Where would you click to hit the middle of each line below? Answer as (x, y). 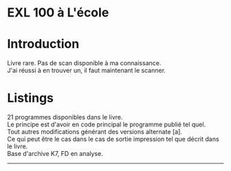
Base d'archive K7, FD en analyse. (55, 154)
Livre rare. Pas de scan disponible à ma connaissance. (84, 63)
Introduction (43, 44)
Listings (30, 98)
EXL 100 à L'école (58, 13)
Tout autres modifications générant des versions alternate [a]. (95, 132)
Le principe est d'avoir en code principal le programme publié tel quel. (107, 124)
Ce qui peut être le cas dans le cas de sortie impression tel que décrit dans (113, 139)
